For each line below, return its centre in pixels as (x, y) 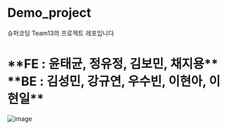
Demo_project (49, 13)
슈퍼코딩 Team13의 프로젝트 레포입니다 (61, 33)
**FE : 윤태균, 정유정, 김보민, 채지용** (113, 64)
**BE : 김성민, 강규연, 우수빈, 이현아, (107, 81)
